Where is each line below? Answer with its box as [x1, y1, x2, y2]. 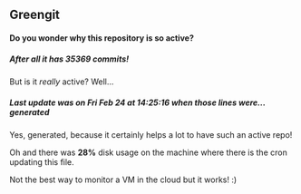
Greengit [9, 7, 61, 23]
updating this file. [9, 156, 74, 167]
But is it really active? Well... [9, 76, 114, 87]
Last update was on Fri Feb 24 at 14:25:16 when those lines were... [9, 97, 266, 108]
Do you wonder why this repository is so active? [9, 32, 195, 44]
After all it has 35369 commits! [9, 53, 130, 64]
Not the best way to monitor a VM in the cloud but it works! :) [9, 174, 238, 185]
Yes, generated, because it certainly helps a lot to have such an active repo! [9, 129, 293, 140]
